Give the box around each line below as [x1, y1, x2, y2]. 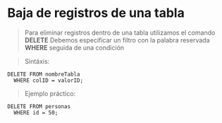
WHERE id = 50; [13, 109, 58, 116]
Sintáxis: [24, 57, 50, 65]
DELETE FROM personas [7, 102, 71, 110]
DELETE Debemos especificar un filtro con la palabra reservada [24, 35, 210, 44]
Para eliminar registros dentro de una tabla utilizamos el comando [24, 28, 216, 37]
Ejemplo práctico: [24, 89, 76, 98]
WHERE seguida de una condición [24, 43, 125, 52]
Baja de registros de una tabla [7, 5, 185, 21]
